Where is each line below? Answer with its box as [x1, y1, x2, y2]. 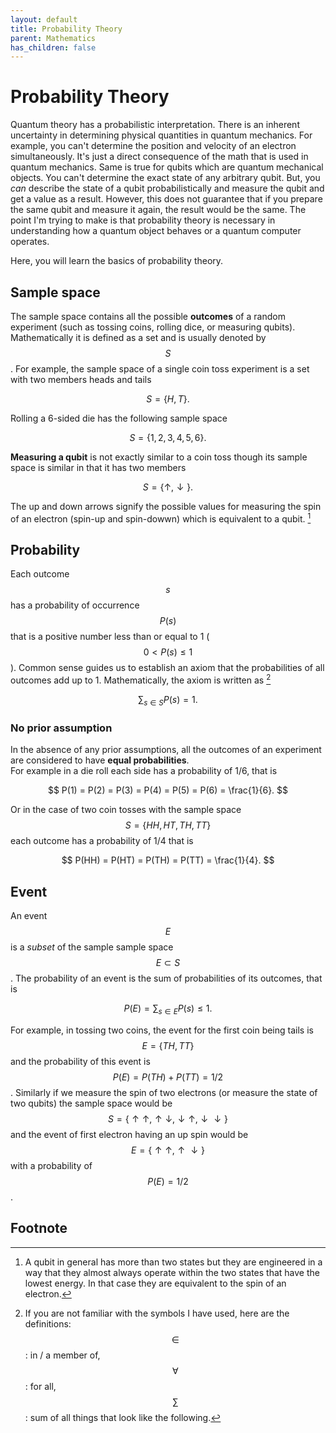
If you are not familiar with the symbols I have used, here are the [24, 1307, 290, 1319]
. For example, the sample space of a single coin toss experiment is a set [10, 363, 310, 375]
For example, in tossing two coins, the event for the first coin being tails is [10, 1024, 314, 1036]
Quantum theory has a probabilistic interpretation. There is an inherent [10, 119, 300, 131]
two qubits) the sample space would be [10, 1097, 173, 1109]
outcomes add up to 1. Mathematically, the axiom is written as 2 [10, 672, 272, 686]
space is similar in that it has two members [10, 462, 187, 473]
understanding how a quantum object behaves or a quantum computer [10, 225, 302, 237]
